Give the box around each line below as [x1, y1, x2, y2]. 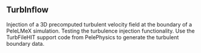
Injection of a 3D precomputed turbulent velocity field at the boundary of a [6, 20, 193, 28]
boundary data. [6, 40, 45, 47]
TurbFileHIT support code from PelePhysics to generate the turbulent [6, 33, 179, 41]
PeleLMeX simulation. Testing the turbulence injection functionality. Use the [6, 27, 195, 34]
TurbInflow [6, 5, 49, 15]
